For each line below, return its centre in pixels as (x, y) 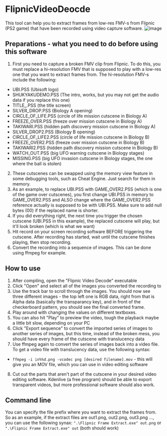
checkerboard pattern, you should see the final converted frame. (79, 307)
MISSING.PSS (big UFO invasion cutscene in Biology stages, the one (83, 158)
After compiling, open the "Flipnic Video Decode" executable (75, 280)
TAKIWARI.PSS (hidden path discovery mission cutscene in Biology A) (84, 126)
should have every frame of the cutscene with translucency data (78, 339)
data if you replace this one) (41, 100)
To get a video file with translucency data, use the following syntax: (81, 349)
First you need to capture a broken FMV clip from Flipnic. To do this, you (86, 64)
